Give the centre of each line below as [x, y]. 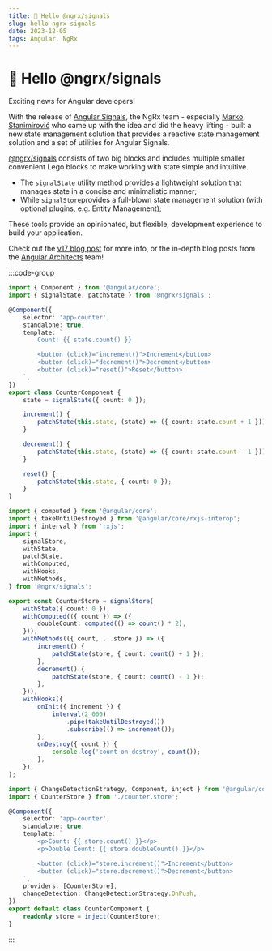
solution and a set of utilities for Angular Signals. [89, 143]
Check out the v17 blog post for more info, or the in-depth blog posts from [132, 249]
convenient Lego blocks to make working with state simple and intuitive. [129, 167]
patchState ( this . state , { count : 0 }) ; [105, 482]
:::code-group [32, 273]
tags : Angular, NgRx [43, 39]
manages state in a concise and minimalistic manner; [108, 191]
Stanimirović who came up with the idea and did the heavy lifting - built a [130, 126]
